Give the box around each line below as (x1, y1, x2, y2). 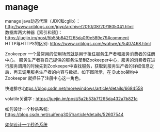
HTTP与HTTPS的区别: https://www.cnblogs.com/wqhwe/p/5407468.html (5, 40, 151, 46)
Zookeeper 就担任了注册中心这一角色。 (5, 75, 83, 81)
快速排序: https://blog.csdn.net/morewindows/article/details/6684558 (5, 85, 143, 91)
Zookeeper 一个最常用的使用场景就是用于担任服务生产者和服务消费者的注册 (5, 50, 156, 57)
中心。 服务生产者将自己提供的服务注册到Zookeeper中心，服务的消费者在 (5, 57, 151, 63)
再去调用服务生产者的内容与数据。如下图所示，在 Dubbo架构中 (13, 69, 139, 75)
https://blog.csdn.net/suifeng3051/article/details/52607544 (5, 111, 124, 117)
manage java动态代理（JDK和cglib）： (5, 18, 81, 24)
